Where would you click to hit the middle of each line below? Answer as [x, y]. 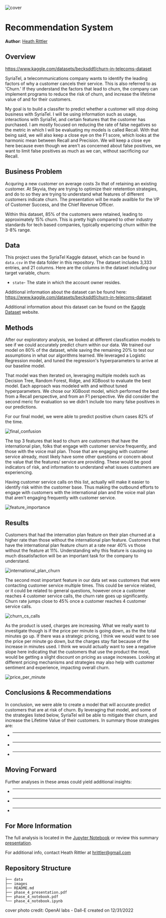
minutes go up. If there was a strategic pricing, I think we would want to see [82, 636]
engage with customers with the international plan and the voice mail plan [80, 493]
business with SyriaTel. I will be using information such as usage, [71, 114]
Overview [21, 57]
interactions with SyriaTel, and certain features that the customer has [75, 119]
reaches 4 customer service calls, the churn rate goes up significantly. [77, 596]
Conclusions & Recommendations [58, 692]
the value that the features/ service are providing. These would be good [78, 462]
